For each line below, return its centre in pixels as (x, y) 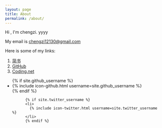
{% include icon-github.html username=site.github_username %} (77, 86)
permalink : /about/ (25, 18)
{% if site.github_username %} (43, 81)
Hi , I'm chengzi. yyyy (27, 32)
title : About (18, 14)
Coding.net (23, 71)
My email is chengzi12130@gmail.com (43, 42)
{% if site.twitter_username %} (58, 100)
